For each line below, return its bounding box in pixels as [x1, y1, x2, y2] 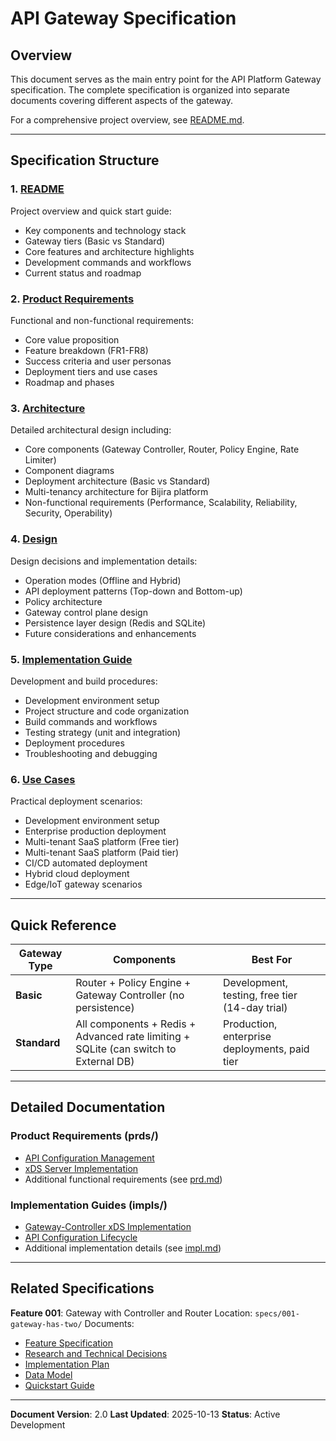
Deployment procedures [24, 737, 125, 749]
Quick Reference [10, 917, 117, 934]
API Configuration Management [24, 1152, 155, 1164]
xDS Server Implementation [24, 1162, 139, 1174]
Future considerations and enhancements [24, 627, 197, 639]
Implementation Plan [24, 1358, 110, 1370]
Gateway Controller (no [75, 988, 185, 1002]
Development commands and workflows [24, 256, 192, 268]
